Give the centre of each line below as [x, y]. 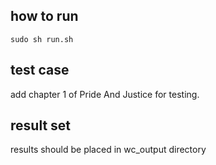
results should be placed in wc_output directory [108, 150]
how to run [44, 16]
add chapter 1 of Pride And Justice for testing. [105, 94]
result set [41, 125]
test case [40, 70]
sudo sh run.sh [42, 39]
